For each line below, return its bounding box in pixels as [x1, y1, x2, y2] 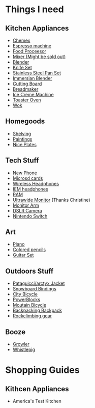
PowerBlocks [12, 296, 41, 303]
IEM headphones [12, 186, 48, 192]
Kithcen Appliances [5, 385, 70, 393]
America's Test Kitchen [12, 398, 62, 404]
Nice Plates [12, 141, 37, 147]
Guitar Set [12, 252, 34, 258]
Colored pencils [12, 247, 46, 253]
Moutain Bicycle [12, 302, 47, 308]
